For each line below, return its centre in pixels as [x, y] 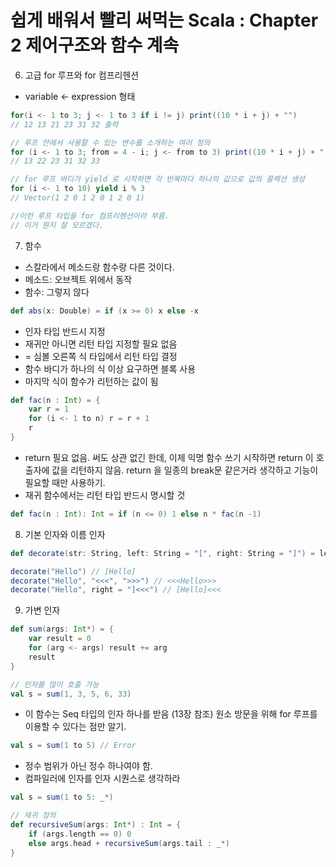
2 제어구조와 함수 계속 [95, 45]
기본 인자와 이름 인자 [65, 534]
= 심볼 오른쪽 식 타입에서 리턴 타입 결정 [101, 356]
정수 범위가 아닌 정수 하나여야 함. [88, 766]
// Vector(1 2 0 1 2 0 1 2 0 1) [77, 198]
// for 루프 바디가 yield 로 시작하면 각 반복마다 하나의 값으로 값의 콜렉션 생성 [157, 179]
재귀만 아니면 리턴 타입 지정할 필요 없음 [101, 343]
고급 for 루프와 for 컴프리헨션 [82, 75]
